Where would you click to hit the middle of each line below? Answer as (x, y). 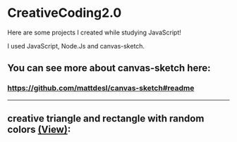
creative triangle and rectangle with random (106, 118)
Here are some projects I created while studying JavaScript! (95, 32)
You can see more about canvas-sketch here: (109, 68)
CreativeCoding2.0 (65, 13)
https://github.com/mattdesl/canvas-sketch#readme (101, 88)
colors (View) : (39, 130)
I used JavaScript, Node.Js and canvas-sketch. (76, 46)
